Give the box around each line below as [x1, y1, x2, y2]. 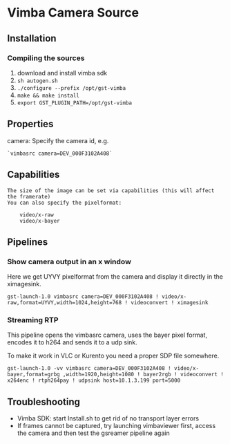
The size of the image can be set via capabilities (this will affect [7, 187, 215, 194]
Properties [7, 118, 54, 130]
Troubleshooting [7, 396, 81, 407]
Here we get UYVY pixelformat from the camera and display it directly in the [7, 272, 223, 281]
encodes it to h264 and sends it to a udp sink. [7, 338, 138, 346]
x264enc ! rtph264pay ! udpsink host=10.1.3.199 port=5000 [7, 377, 181, 385]
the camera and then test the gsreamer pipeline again [17, 429, 171, 437]
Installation [7, 33, 57, 44]
